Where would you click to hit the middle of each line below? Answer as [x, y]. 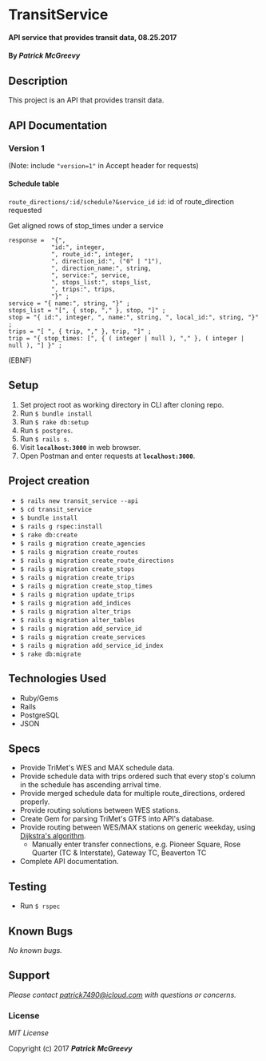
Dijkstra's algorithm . [53, 836]
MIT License [29, 1033]
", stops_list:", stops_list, [101, 283]
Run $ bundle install [56, 413]
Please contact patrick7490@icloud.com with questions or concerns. [123, 995]
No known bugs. [35, 950]
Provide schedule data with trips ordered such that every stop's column [137, 776]
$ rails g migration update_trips [77, 594]
